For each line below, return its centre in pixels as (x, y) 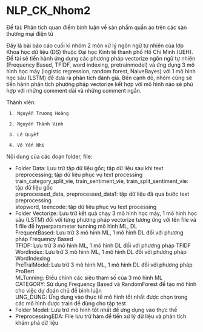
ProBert (25, 271)
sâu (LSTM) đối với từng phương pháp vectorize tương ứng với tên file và (106, 219)
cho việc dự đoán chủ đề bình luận (58, 290)
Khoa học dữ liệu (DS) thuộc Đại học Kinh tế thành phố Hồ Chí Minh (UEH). (100, 51)
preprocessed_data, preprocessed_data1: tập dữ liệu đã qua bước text (102, 194)
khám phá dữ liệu (37, 322)
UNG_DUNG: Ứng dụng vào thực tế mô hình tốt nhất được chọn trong (101, 297)
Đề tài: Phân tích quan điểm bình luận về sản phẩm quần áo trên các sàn (97, 27)
